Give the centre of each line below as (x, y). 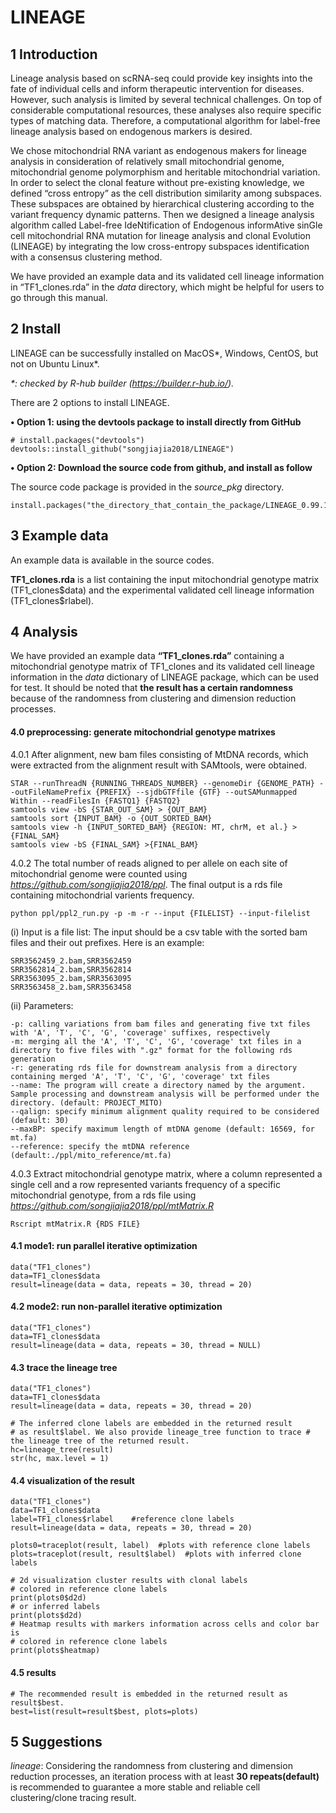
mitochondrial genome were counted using (99, 873)
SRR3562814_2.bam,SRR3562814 (71, 969)
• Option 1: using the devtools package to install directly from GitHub (156, 422)
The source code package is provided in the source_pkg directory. (147, 487)
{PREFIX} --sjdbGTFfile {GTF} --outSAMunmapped (196, 792)
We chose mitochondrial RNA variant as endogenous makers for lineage (158, 150)
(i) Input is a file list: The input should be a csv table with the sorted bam (159, 932)
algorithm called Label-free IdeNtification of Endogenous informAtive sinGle (166, 225)
